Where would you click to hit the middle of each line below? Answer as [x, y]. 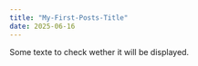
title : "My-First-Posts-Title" [69, 18]
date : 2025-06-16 [42, 26]
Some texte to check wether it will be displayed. [99, 52]
